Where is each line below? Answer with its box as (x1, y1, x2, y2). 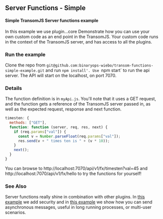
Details (5, 85, 22, 91)
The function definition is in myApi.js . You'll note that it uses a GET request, (5, 96, 157, 102)
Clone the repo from (5, 62, 46, 68)
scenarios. (5, 210, 26, 216)
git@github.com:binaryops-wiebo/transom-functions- (46, 63, 154, 68)
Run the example (5, 51, 46, 58)
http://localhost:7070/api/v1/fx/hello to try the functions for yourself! (5, 171, 142, 176)
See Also (5, 183, 27, 190)
